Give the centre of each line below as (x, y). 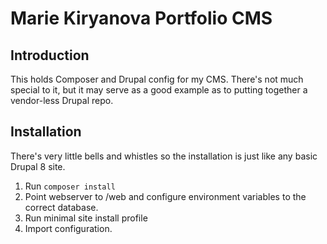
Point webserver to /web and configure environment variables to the (165, 196)
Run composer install (70, 186)
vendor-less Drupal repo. (62, 100)
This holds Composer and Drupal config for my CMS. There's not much (157, 79)
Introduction (50, 55)
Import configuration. (68, 228)
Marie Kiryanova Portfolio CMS (141, 18)
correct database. (61, 207)
